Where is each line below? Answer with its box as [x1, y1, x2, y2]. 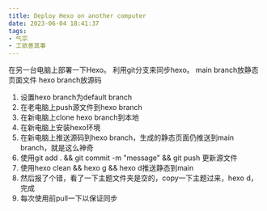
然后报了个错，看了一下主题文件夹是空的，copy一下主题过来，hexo [19, 173, 245, 183]
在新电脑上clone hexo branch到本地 [19, 112, 139, 122]
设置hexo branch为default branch [19, 92, 133, 102]
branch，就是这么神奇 [19, 143, 95, 153]
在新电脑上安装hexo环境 [19, 123, 101, 133]
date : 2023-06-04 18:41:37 [8, 19, 100, 27]
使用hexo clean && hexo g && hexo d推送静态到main [19, 163, 194, 173]
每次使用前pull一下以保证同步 [19, 193, 118, 203]
